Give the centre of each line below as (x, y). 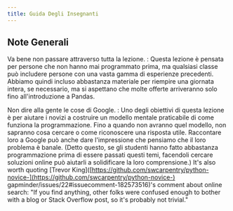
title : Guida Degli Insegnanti (53, 14)
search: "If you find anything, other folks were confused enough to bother (114, 192)
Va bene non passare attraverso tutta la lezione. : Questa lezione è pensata (116, 59)
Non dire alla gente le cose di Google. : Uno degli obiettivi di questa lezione (116, 110)
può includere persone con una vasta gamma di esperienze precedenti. (111, 74)
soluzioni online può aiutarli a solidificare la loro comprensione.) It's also (112, 162)
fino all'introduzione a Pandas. (51, 96)
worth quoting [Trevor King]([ (50, 170)
